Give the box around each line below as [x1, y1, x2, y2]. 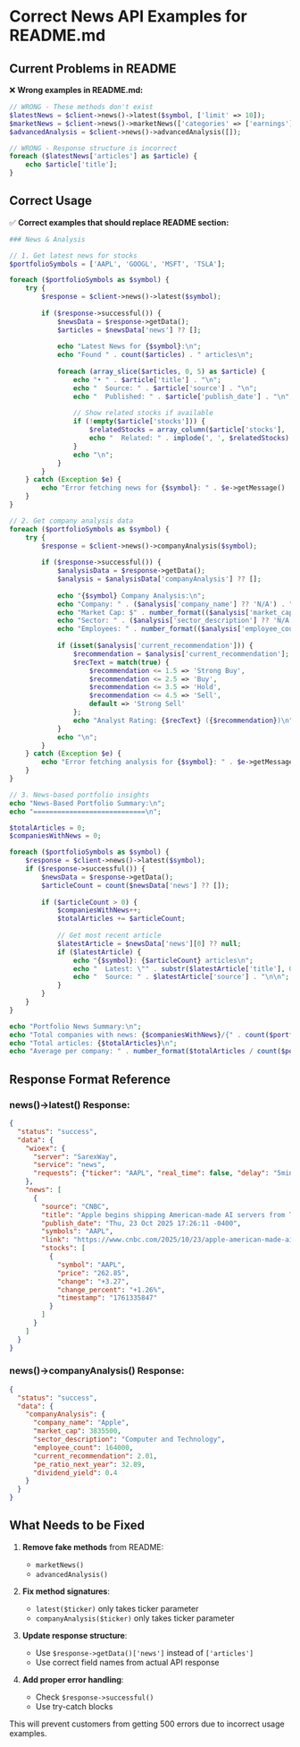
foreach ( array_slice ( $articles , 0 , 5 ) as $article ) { [56, 367, 266, 377]
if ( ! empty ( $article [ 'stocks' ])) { [72, 417, 205, 426]
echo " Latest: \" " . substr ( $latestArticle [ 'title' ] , [72, 964, 286, 973]
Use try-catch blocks [35, 1700, 113, 1711]
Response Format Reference [9, 1071, 171, 1087]
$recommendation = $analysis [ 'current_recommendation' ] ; [72, 649, 290, 659]
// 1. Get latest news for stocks [9, 251, 138, 260]
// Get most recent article [56, 931, 162, 941]
